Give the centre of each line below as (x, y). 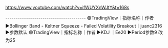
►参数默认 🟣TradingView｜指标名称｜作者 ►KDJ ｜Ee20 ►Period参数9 (81, 32)
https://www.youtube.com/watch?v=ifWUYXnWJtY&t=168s (67, 7)
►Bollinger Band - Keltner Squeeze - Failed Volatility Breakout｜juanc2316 (84, 26)
